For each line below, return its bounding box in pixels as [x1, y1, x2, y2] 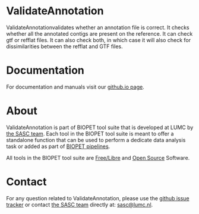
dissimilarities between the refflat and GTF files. [6, 43, 123, 50]
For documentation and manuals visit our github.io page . [6, 83, 144, 90]
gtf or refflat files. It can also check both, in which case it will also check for [6, 36, 191, 43]
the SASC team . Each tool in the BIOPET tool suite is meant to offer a [6, 130, 174, 137]
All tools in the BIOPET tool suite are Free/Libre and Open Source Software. [6, 154, 190, 161]
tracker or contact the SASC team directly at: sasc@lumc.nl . [6, 201, 153, 208]
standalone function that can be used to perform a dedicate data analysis [6, 136, 186, 143]
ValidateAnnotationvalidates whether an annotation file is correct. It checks [6, 24, 189, 31]
